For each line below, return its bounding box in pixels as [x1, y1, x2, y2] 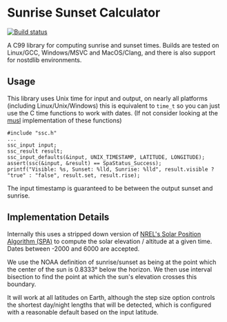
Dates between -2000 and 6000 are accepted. [7, 244, 140, 253]
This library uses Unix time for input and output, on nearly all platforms [7, 94, 208, 102]
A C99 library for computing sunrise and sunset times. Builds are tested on [7, 41, 219, 49]
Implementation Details [7, 211, 110, 223]
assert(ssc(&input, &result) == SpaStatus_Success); [7, 160, 162, 167]
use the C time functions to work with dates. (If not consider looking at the [7, 108, 219, 117]
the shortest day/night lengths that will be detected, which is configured [7, 301, 212, 309]
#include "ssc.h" [7, 129, 57, 136]
